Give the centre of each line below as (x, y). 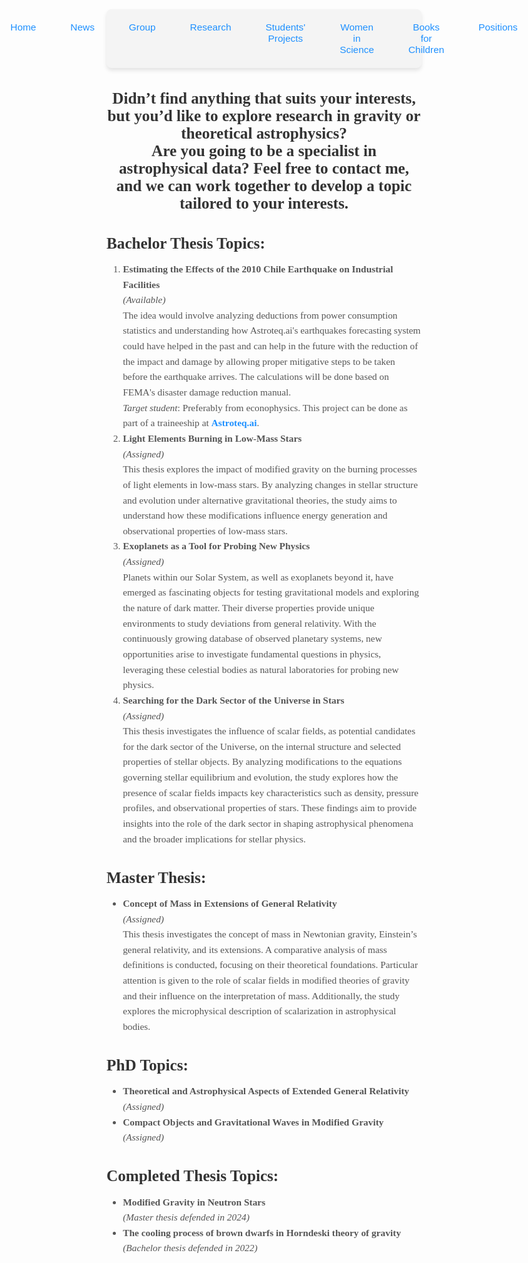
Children (426, 49)
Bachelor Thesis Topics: (186, 243)
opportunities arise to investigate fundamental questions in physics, (252, 654)
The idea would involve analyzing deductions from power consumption (260, 315)
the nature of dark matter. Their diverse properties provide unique (248, 608)
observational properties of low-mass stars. (205, 530)
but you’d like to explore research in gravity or (264, 116)
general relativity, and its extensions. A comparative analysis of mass (255, 949)
